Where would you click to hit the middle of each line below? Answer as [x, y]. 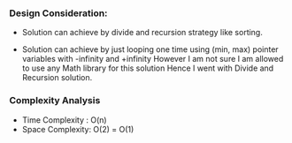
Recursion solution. [57, 78]
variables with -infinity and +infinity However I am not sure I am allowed [153, 59]
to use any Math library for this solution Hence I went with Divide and [148, 68]
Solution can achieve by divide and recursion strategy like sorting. [142, 33]
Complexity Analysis [55, 101]
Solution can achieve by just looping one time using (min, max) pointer [150, 49]
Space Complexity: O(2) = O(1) [78, 129]
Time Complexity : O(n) [65, 120]
